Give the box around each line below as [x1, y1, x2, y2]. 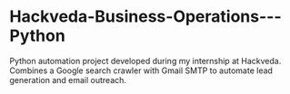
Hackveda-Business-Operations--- [9, 6, 282, 27]
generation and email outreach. [9, 74, 127, 85]
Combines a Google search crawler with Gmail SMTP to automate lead [9, 65, 273, 76]
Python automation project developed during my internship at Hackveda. [9, 55, 282, 66]
